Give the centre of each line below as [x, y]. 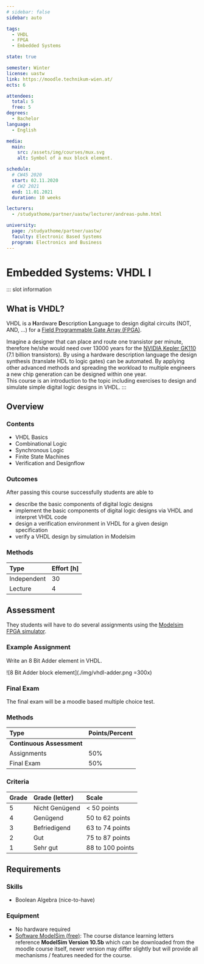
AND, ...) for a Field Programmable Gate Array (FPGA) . [74, 330]
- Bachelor [26, 119]
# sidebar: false [28, 12]
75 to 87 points [108, 837]
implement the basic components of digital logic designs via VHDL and [104, 510]
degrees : [17, 113]
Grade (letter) [54, 797]
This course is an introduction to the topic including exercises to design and [101, 381]
